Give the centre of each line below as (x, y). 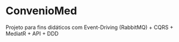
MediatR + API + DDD (32, 33)
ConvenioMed (41, 11)
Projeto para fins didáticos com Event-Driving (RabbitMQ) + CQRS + (90, 27)
